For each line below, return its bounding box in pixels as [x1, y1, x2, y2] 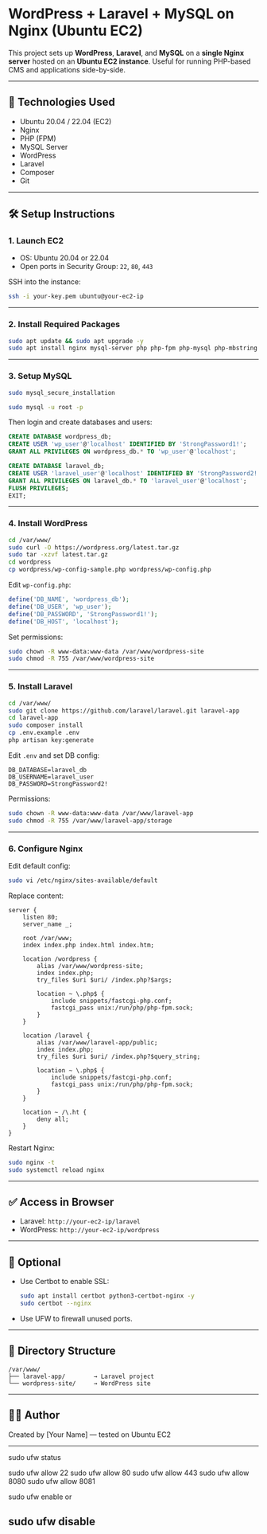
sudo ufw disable [8, 1514, 95, 1528]
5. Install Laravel [8, 681, 73, 693]
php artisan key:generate [8, 736, 94, 744]
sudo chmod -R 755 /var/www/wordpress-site [8, 654, 155, 663]
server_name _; [22, 920, 73, 928]
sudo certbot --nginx [19, 1299, 91, 1308]
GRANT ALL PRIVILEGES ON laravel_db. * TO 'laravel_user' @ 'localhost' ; [8, 477, 247, 485]
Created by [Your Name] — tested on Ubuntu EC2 [8, 1430, 171, 1439]
